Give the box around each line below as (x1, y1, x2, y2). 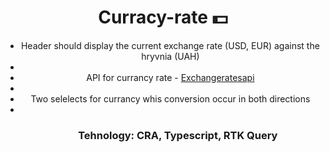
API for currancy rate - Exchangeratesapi (86, 71, 255, 83)
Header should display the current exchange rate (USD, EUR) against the (20, 39, 320, 51)
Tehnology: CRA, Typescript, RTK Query (78, 128, 278, 142)
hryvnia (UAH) (141, 50, 200, 62)
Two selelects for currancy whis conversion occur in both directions (30, 92, 311, 105)
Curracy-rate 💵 (98, 6, 228, 29)
